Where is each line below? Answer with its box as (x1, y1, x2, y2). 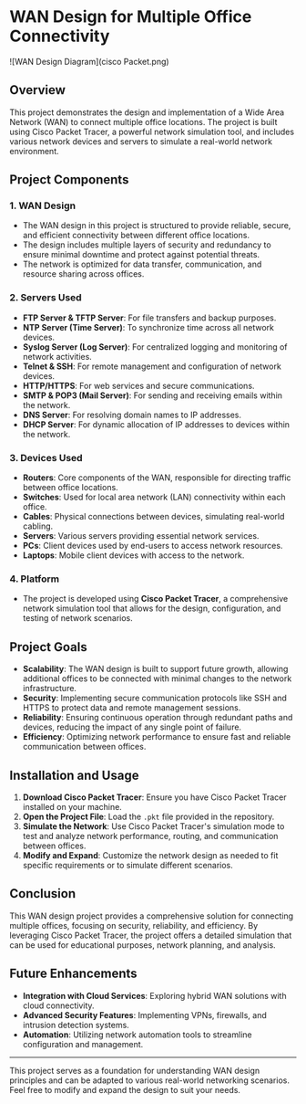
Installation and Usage (9, 767, 139, 783)
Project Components (9, 172, 129, 188)
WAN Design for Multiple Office (9, 6, 252, 27)
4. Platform (9, 573, 60, 585)
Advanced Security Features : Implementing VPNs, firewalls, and (22, 1009, 267, 1020)
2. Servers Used (9, 291, 82, 304)
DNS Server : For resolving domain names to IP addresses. (22, 409, 242, 420)
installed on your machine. (22, 801, 123, 812)
